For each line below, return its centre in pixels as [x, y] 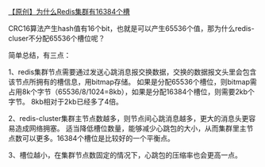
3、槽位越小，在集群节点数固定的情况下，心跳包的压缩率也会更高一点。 [125, 155]
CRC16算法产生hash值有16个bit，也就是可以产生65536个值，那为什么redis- [132, 28]
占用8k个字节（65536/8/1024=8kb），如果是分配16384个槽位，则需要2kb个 [132, 92]
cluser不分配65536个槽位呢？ [57, 38]
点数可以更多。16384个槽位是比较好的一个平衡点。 [91, 138]
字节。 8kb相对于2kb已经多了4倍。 [65, 102]
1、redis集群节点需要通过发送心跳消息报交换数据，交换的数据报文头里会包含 [132, 72]
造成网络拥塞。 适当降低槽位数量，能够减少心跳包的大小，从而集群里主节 [134, 128]
